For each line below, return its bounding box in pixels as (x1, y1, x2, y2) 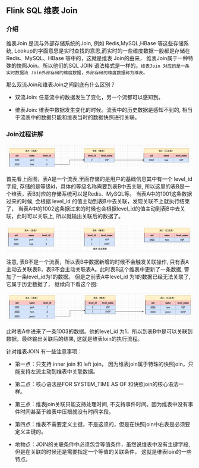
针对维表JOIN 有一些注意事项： (6, 347, 83, 355)
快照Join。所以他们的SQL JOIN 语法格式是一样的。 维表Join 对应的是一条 (16, 62, 190, 69)
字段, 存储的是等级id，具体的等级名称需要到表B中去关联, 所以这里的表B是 (6, 183, 185, 190)
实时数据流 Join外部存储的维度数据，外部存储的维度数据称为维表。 (6, 70, 148, 76)
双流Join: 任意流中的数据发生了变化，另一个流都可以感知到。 (14, 93, 164, 100)
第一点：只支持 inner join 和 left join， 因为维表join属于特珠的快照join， (14, 360, 188, 368)
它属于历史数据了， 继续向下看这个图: (6, 281, 98, 288)
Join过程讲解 (6, 130, 43, 138)
